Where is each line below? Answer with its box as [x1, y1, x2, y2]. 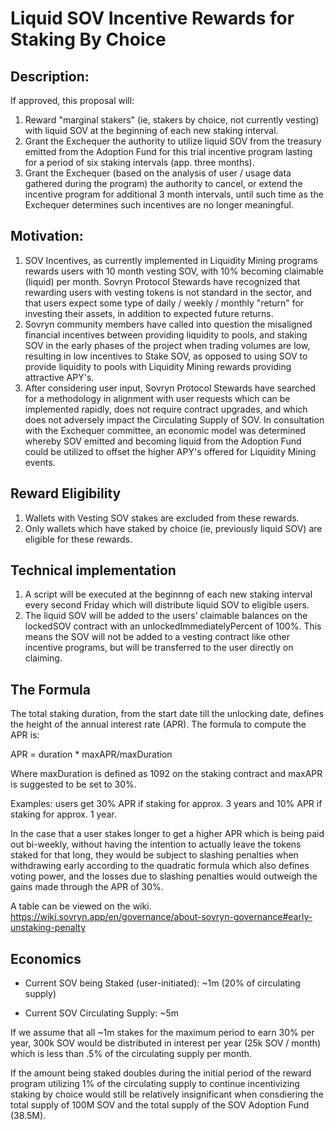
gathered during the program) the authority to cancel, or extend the [24, 178, 303, 189]
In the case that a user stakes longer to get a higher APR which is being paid [10, 828, 325, 840]
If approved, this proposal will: [10, 95, 135, 106]
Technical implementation [10, 562, 177, 579]
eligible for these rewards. [24, 533, 133, 545]
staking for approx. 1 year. [10, 808, 117, 821]
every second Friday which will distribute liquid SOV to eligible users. [24, 599, 310, 611]
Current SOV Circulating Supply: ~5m [24, 1007, 180, 1019]
